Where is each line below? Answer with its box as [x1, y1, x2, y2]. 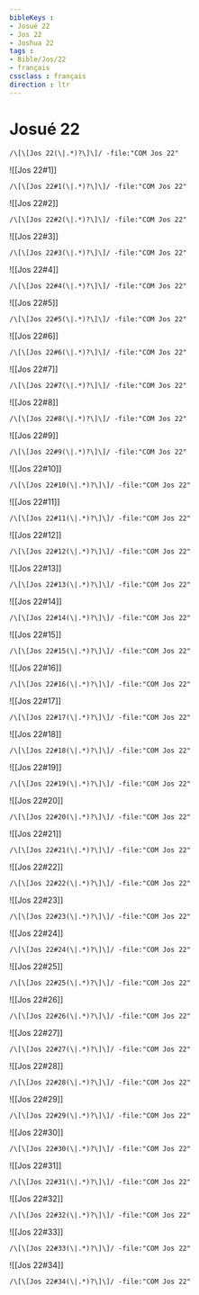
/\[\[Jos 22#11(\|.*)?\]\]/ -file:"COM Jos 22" [9, 514, 192, 523]
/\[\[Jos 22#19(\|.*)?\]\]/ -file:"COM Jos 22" [9, 779, 192, 788]
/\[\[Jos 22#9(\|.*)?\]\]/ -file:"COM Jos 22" [9, 447, 187, 456]
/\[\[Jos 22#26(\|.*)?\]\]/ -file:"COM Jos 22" [9, 1012, 192, 1021]
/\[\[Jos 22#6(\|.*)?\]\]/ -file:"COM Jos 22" [9, 347, 187, 356]
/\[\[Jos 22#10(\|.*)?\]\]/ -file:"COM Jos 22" [9, 481, 192, 490]
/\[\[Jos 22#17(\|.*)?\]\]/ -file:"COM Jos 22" [9, 713, 192, 722]
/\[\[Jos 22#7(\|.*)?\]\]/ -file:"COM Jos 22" [9, 381, 187, 390]
